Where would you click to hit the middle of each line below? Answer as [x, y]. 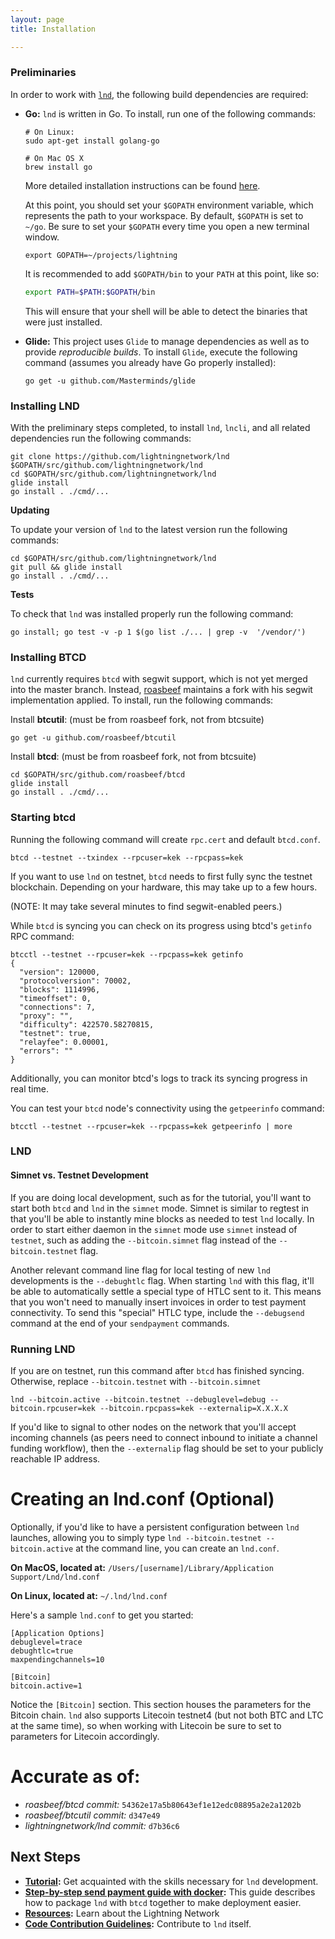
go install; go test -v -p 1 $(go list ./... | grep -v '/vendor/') [158, 632]
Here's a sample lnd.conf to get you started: [102, 1615]
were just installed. [63, 322]
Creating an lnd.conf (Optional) [142, 1499]
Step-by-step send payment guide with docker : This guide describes [170, 1892]
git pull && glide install [66, 567]
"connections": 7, [58, 1007]
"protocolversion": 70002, [75, 981]
